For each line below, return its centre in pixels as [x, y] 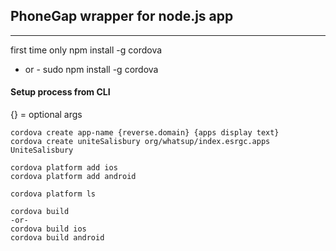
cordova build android [57, 238]
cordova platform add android [73, 177]
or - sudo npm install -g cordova [91, 69]
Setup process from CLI [60, 92]
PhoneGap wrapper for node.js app [122, 16]
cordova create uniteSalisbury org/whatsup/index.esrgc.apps [140, 142]
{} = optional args [46, 115]
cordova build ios [48, 229]
